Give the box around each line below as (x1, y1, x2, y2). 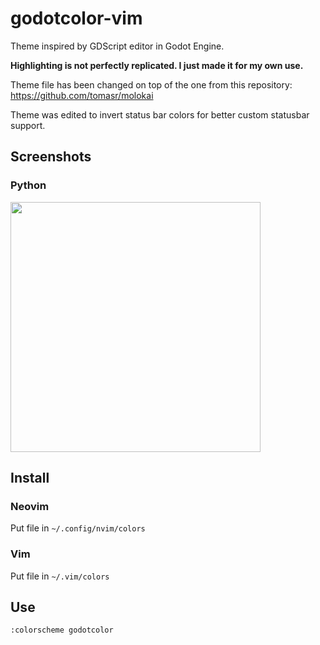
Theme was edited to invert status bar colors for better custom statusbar (10, 108, 310, 121)
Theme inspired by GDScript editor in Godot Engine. (10, 40, 225, 52)
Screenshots (10, 148, 92, 166)
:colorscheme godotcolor (10, 625, 114, 636)
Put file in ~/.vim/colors (10, 570, 110, 582)
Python (10, 178, 47, 192)
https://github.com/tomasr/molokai (10, 89, 154, 101)
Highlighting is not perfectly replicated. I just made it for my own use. (10, 59, 304, 71)
